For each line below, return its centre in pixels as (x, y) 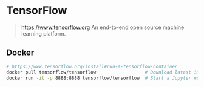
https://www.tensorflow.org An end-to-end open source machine (103, 27)
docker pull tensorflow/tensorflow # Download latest (99, 72)
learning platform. (43, 33)
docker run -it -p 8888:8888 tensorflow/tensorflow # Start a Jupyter (99, 78)
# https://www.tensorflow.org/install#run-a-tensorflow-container (92, 66)
